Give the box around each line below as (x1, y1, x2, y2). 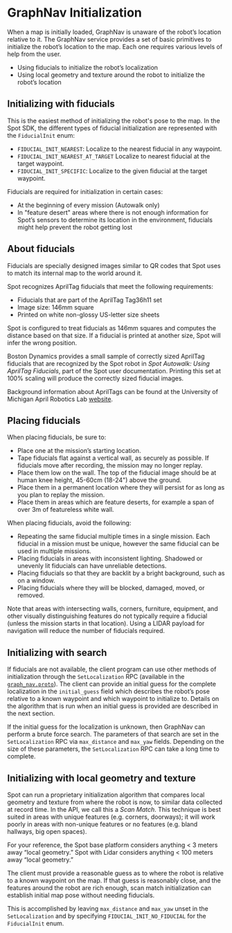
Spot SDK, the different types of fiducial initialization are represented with (7, 123, 217, 132)
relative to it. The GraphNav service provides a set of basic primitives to (7, 35, 212, 43)
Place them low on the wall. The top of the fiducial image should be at (17, 469, 217, 477)
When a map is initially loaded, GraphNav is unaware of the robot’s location (7, 28, 222, 36)
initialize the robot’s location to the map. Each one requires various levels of (7, 42, 223, 51)
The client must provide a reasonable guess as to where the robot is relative (7, 869, 224, 877)
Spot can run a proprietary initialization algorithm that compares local (7, 791, 205, 799)
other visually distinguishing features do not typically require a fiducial (7, 612, 208, 621)
